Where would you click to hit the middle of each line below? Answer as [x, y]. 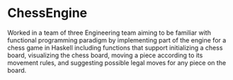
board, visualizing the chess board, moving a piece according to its [105, 55]
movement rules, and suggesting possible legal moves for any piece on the [117, 62]
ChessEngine [47, 13]
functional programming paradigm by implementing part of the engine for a [117, 40]
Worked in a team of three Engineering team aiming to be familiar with [109, 33]
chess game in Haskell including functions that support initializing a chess [115, 47]
